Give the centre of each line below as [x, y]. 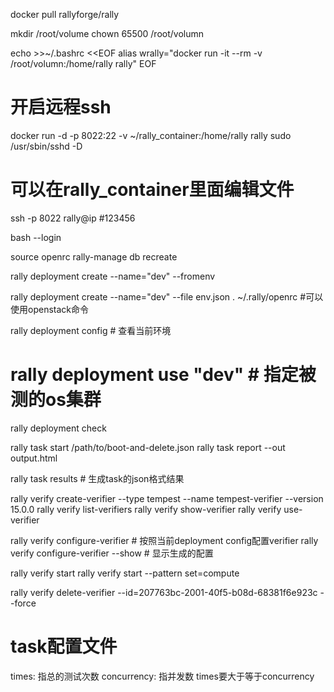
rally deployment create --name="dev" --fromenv [113, 276]
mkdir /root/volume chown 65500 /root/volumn [107, 33]
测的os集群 [56, 400]
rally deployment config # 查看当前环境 [91, 330]
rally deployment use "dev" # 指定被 [163, 375]
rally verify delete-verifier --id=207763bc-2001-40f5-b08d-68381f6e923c [164, 592]
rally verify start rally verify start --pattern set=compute [125, 573]
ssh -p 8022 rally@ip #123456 [73, 218]
